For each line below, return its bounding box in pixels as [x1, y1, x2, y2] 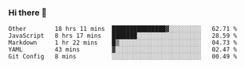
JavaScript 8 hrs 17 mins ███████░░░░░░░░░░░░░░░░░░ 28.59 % [8, 32, 238, 40]
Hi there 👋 [8, 7, 48, 18]
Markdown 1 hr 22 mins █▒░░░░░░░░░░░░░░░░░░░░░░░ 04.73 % [8, 39, 238, 47]
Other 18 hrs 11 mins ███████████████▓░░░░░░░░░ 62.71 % [8, 25, 238, 33]
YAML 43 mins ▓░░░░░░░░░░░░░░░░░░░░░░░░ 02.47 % [8, 46, 238, 54]
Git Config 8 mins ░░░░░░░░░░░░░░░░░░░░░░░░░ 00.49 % [8, 53, 238, 61]
